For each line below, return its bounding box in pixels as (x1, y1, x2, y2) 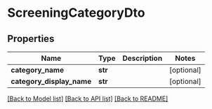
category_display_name (11, 77, 92, 86)
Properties (7, 33, 55, 45)
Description (122, 54, 163, 63)
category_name (11, 65, 65, 75)
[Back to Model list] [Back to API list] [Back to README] (7, 94, 168, 103)
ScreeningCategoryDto (7, 5, 145, 21)
